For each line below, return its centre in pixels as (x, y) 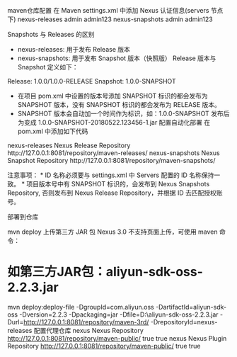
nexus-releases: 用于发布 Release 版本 (74, 49)
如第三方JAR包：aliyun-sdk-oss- (105, 272)
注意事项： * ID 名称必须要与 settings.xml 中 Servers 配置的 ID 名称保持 (111, 175)
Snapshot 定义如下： (48, 67)
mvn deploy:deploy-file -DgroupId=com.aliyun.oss (81, 307)
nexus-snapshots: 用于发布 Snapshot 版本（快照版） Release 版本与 (117, 58)
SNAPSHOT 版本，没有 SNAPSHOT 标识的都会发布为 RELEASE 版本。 (119, 104)
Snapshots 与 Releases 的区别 (51, 34)
